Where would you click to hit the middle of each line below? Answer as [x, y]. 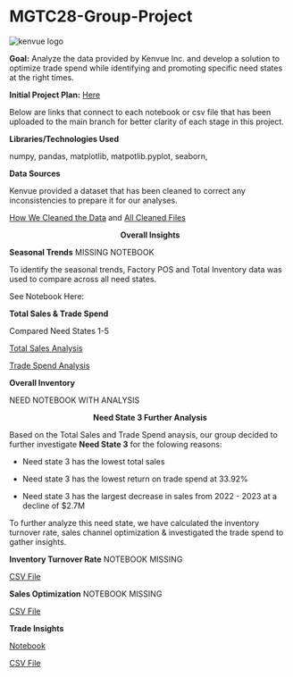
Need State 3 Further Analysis [150, 417]
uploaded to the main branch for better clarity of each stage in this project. [146, 121]
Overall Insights [150, 235]
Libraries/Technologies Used [64, 138]
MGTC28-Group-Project [101, 17]
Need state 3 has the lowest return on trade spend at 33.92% [135, 479]
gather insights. [38, 541]
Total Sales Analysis [46, 348]
